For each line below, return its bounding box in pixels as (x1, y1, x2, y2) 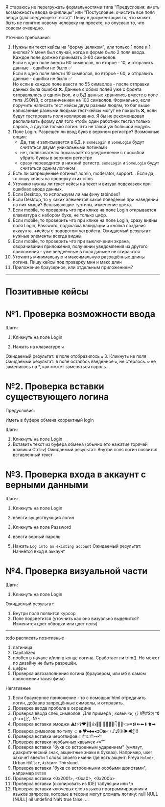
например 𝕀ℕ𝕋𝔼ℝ (12, 770, 47, 776)
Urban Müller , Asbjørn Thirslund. (12, 759, 79, 765)
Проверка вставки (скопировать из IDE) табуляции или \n (12, 780, 134, 786)
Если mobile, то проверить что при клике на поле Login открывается (12, 207, 156, 213)
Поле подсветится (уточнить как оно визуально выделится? (12, 616, 139, 621)
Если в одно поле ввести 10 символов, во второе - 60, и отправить (12, 71, 154, 76)
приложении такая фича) (12, 675, 65, 681)
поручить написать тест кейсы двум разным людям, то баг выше (12, 103, 150, 108)
